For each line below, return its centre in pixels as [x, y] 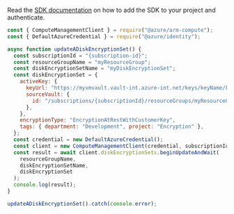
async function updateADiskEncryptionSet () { [74, 49]
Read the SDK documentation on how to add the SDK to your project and [111, 10]
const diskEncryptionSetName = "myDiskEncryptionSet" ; [95, 69]
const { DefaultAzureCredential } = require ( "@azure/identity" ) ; [104, 36]
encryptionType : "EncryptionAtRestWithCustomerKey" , [98, 120]
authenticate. [26, 17]
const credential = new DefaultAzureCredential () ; [88, 140]
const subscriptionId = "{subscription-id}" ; [81, 56]
